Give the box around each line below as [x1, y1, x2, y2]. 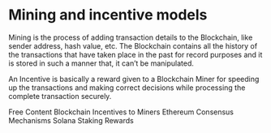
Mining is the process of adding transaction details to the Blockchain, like [8, 32, 253, 42]
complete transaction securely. [8, 91, 112, 101]
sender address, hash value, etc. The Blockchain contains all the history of [8, 41, 258, 50]
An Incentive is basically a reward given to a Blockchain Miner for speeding [8, 74, 260, 84]
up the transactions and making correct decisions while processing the [8, 83, 246, 92]
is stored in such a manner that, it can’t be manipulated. [8, 58, 195, 68]
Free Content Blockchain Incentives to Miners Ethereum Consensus [8, 107, 234, 117]
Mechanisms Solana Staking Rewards [8, 115, 134, 125]
